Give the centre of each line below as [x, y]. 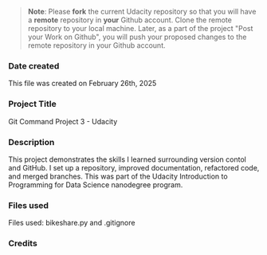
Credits [23, 244]
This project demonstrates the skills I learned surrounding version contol [128, 159]
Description [31, 142]
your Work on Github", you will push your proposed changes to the [137, 37]
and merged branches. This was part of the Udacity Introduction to [118, 176]
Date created [34, 65]
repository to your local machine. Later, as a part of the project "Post [140, 28]
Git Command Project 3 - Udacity [63, 121]
